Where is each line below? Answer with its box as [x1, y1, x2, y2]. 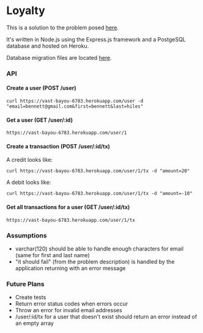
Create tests [15, 294, 46, 301]
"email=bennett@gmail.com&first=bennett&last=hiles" [6, 103, 144, 110]
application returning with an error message [15, 264, 126, 272]
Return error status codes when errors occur [15, 300, 128, 307]
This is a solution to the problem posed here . [6, 24, 119, 31]
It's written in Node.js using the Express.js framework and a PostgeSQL [6, 35, 186, 43]
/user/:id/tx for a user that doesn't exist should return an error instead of [15, 313, 197, 321]
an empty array [15, 320, 54, 327]
